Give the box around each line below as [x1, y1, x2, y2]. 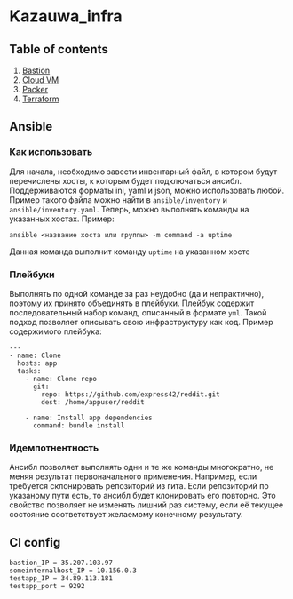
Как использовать [9, 146, 93, 158]
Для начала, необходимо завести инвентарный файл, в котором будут [9, 166, 278, 177]
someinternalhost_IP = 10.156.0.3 [9, 566, 138, 575]
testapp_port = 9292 [9, 582, 86, 591]
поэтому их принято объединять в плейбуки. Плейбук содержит [9, 298, 255, 308]
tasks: [17, 366, 42, 375]
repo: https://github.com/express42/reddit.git [41, 389, 220, 399]
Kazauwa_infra [9, 6, 123, 27]
